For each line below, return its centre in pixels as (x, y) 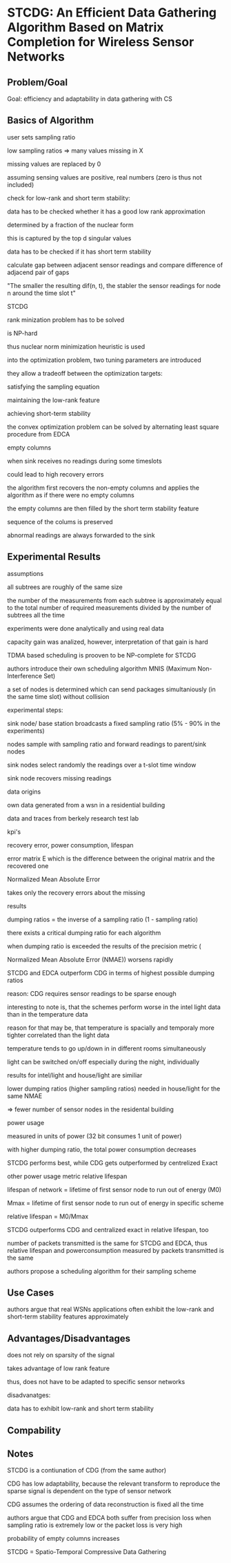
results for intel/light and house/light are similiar (75, 1075)
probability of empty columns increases (63, 1539)
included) (21, 184)
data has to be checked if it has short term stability (79, 251)
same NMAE (25, 1095)
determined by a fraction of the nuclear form (70, 224)
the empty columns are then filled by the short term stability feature (103, 508)
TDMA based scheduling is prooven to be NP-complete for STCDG (102, 655)
